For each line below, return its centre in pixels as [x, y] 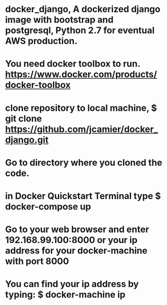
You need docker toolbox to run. [73, 64]
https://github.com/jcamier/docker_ [82, 129]
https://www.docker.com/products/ [81, 75]
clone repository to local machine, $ [81, 108]
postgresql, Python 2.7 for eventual [80, 30]
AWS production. [41, 41]
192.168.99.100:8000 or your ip [72, 240]
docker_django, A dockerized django [83, 9]
